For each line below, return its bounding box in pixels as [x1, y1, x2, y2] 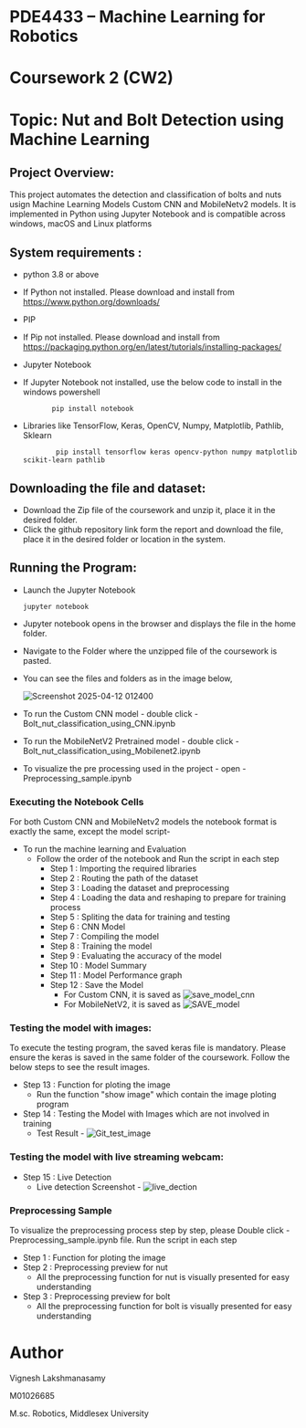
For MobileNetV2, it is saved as [63, 999, 181, 1010]
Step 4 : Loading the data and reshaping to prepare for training [49, 892, 286, 903]
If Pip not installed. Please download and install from [22, 331, 221, 343]
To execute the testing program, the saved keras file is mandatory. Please [9, 1043, 286, 1054]
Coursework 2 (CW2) [9, 68, 174, 89]
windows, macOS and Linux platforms [9, 218, 153, 229]
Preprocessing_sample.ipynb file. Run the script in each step [9, 1234, 237, 1245]
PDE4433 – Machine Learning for [9, 6, 266, 27]
